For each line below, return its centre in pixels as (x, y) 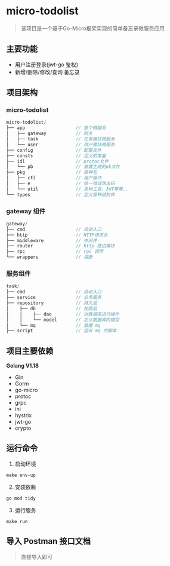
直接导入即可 (36, 556)
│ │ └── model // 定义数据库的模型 (63, 320)
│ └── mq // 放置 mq (53, 325)
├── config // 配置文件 (54, 150)
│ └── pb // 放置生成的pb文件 (63, 167)
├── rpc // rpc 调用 (55, 252)
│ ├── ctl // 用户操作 (54, 178)
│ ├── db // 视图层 (52, 308)
